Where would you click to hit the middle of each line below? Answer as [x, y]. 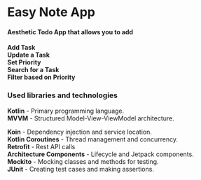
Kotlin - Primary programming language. [66, 111]
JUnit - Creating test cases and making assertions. [81, 169]
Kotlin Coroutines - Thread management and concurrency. [93, 139]
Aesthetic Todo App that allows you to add [70, 32]
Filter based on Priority [41, 77]
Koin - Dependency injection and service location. [80, 132]
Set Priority [24, 62]
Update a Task [29, 55]
